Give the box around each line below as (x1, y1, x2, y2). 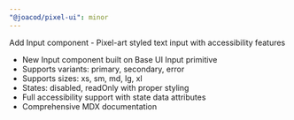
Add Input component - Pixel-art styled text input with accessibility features (9, 37, 286, 48)
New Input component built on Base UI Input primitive (21, 54, 218, 64)
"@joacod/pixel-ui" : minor (9, 12, 109, 22)
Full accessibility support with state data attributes (21, 92, 206, 102)
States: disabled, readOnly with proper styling (21, 82, 190, 93)
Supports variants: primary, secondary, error (21, 64, 185, 74)
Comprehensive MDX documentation (21, 101, 158, 111)
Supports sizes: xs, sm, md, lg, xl (21, 72, 143, 84)
